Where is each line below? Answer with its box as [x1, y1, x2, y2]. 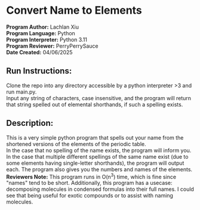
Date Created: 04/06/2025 [6, 48, 73, 55]
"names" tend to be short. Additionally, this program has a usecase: [6, 180, 173, 187]
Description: [6, 118, 54, 128]
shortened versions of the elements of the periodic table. [6, 140, 146, 147]
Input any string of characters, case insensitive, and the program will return [6, 94, 192, 101]
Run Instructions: [6, 66, 72, 76]
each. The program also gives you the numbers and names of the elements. [6, 165, 193, 173]
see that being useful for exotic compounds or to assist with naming [6, 192, 173, 199]
